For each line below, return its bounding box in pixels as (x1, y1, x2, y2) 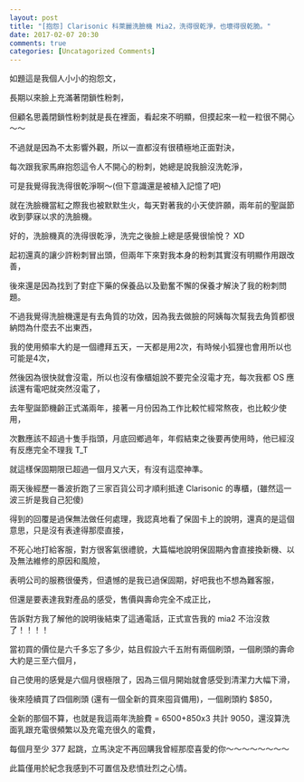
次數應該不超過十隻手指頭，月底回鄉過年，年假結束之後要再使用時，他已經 (9, 433, 287, 444)
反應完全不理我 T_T (16, 445, 89, 456)
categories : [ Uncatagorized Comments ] (9, 47, 156, 56)
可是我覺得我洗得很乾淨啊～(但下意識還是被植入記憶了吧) (9, 180, 222, 191)
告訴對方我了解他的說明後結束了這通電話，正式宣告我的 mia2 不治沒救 (9, 613, 270, 624)
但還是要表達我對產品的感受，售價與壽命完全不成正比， (9, 594, 215, 605)
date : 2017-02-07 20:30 (9, 30, 100, 39)
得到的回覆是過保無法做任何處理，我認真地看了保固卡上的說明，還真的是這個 (9, 514, 295, 525)
